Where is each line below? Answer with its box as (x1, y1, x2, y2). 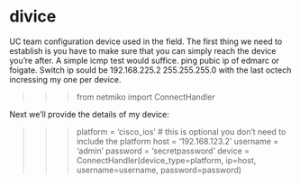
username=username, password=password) (76, 164, 241, 175)
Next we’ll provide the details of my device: (9, 109, 169, 119)
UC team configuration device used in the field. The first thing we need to (9, 36, 283, 47)
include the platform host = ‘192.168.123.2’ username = (76, 136, 279, 146)
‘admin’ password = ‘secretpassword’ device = (76, 145, 250, 156)
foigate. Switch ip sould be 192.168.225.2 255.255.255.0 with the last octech (9, 65, 292, 75)
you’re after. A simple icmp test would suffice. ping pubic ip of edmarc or (9, 55, 280, 66)
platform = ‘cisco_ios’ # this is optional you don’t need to (76, 126, 286, 136)
